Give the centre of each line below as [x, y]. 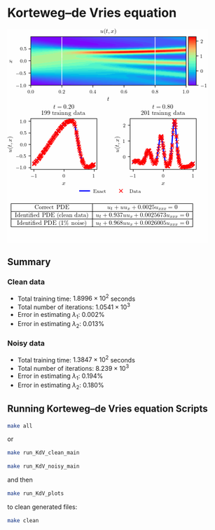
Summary [29, 262]
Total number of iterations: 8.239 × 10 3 [73, 368]
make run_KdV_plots [36, 494]
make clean [23, 521]
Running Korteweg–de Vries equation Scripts [107, 409]
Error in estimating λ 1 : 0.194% [60, 376]
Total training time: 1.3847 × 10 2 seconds [76, 359]
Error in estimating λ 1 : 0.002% [61, 315]
